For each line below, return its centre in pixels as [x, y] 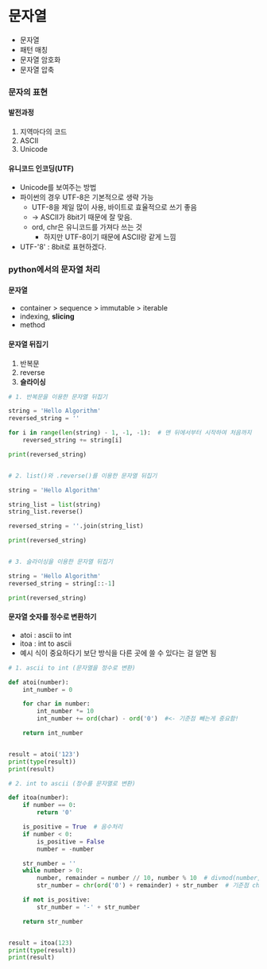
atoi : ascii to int [45, 635]
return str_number [53, 921]
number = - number [65, 849]
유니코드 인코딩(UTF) [41, 168]
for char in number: [56, 704]
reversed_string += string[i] [73, 440]
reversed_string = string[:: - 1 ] [62, 583]
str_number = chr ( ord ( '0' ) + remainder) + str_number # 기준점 [143, 886]
